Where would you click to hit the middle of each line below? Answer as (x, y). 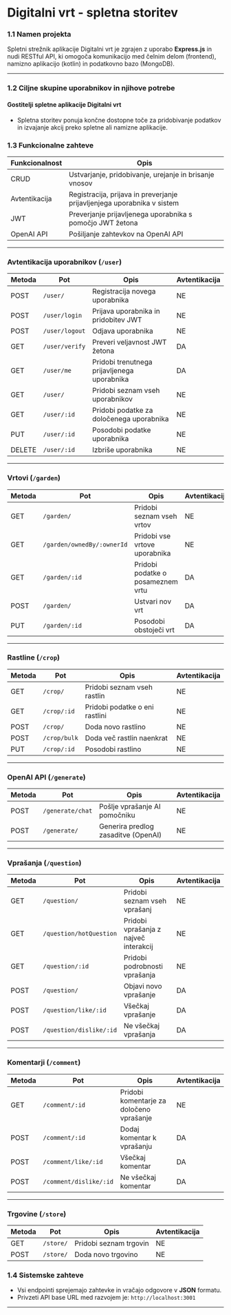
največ (134, 938)
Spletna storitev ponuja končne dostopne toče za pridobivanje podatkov (119, 120)
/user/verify (64, 347)
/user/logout (64, 331)
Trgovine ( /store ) (37, 1214)
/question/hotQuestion (80, 934)
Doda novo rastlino (115, 726)
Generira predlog (126, 826)
